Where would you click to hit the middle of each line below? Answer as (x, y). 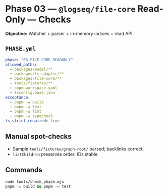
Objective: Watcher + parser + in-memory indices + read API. (69, 33)
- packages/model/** (31, 69)
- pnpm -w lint (26, 112)
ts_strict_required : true (32, 121)
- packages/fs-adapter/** (37, 74)
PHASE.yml (21, 49)
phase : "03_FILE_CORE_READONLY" (39, 60)
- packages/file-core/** (36, 79)
